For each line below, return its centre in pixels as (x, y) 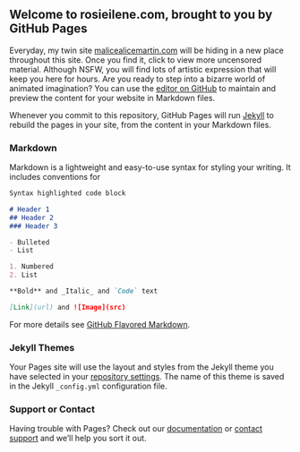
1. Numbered (31, 267)
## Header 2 (31, 217)
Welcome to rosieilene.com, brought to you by (141, 15)
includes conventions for (55, 177)
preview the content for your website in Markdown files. (112, 98)
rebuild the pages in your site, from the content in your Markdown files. (140, 124)
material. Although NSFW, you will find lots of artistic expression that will (143, 69)
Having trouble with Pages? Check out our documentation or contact (136, 429)
